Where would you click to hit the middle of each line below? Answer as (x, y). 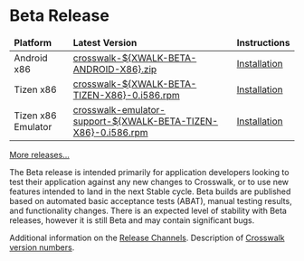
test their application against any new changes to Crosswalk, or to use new (149, 182)
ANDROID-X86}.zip (115, 69)
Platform (33, 42)
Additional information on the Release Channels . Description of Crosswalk (147, 238)
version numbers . (42, 247)
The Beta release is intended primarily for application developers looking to (149, 172)
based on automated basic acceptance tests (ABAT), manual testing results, (151, 200)
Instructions (263, 42)
